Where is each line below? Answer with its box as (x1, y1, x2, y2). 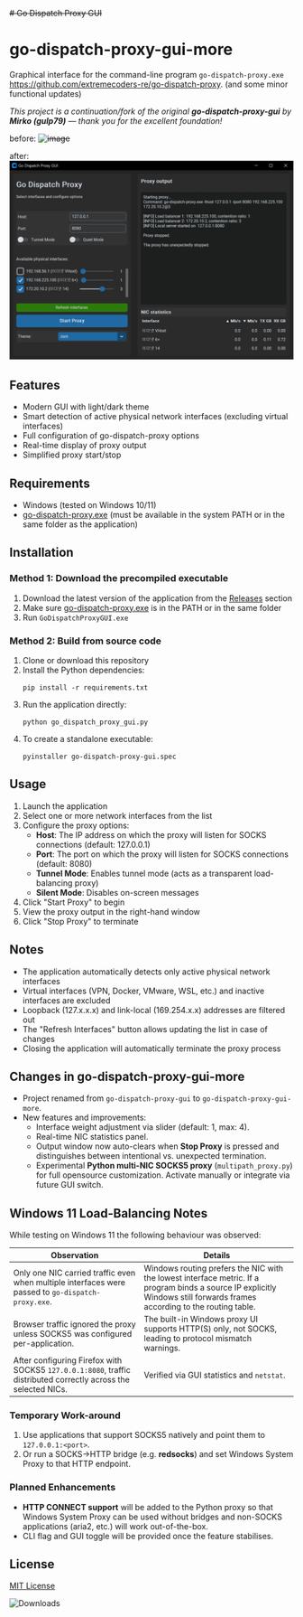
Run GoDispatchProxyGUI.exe (22, 612, 129, 623)
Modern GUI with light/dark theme (22, 401, 150, 412)
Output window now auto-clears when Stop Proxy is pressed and (35, 1141, 280, 1152)
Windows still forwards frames (143, 1292, 257, 1302)
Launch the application (22, 800, 108, 812)
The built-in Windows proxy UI (143, 1314, 259, 1325)
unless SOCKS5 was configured (13, 1328, 133, 1339)
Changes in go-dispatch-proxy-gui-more (9, 1068, 245, 1084)
